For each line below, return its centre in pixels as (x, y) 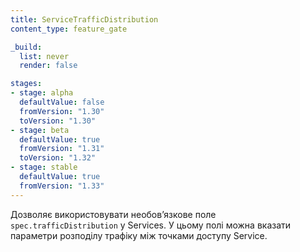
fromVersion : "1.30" (62, 111)
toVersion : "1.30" (58, 121)
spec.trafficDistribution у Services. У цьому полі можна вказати (151, 225)
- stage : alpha (42, 93)
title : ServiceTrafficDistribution (84, 19)
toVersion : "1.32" (58, 158)
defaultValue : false (62, 102)
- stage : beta (40, 130)
